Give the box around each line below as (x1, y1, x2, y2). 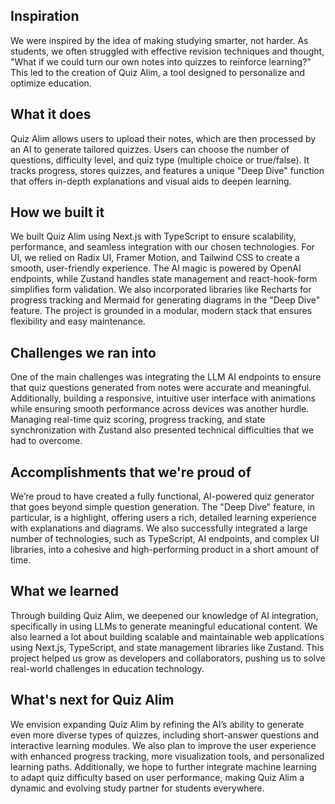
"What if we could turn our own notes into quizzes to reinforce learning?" (10, 55, 312, 68)
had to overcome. (10, 435, 83, 447)
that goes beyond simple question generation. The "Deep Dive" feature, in (10, 501, 315, 513)
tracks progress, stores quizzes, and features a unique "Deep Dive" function (10, 164, 325, 176)
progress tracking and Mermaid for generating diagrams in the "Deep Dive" (10, 294, 321, 306)
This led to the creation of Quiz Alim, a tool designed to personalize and (10, 66, 306, 78)
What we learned (10, 583, 119, 600)
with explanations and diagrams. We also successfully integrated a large (10, 522, 308, 534)
